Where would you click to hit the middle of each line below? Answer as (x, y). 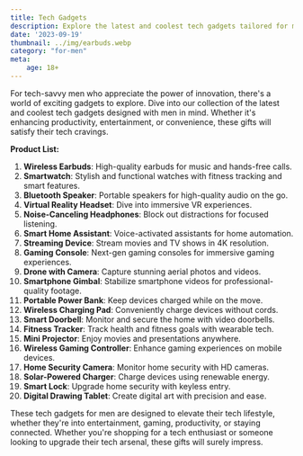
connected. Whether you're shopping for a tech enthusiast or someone (142, 432)
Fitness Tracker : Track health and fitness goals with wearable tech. (148, 328)
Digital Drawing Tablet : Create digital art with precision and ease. (145, 396)
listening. (40, 224)
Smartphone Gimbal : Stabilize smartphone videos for (123, 281)
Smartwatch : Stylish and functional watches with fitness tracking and (152, 175)
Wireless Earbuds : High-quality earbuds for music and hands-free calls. (158, 166)
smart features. (51, 185)
